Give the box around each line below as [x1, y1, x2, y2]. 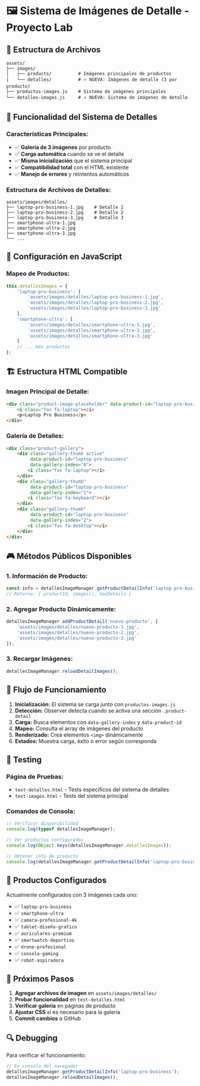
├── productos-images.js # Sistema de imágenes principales [6, 89, 167, 95]
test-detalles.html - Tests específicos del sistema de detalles [14, 786, 170, 793]
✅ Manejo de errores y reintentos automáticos [14, 170, 130, 177]
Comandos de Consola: [6, 807, 76, 816]
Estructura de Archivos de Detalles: [6, 185, 111, 194]
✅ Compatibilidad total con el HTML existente [14, 164, 129, 171]
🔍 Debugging [6, 1033, 58, 1043]
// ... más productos [17, 344, 70, 350]
